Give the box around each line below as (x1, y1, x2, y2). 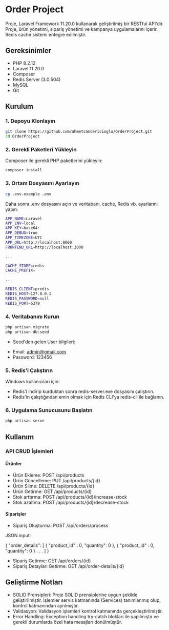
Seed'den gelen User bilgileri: (12, 339, 76, 345)
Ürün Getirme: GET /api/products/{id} (12, 488, 92, 495)
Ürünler (5, 461, 22, 467)
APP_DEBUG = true (5, 230, 38, 235)
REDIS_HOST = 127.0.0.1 (5, 291, 52, 297)
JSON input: (5, 532, 31, 538)
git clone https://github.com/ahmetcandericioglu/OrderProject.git (5, 129, 153, 134)
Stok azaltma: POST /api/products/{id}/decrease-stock (12, 499, 129, 505)
